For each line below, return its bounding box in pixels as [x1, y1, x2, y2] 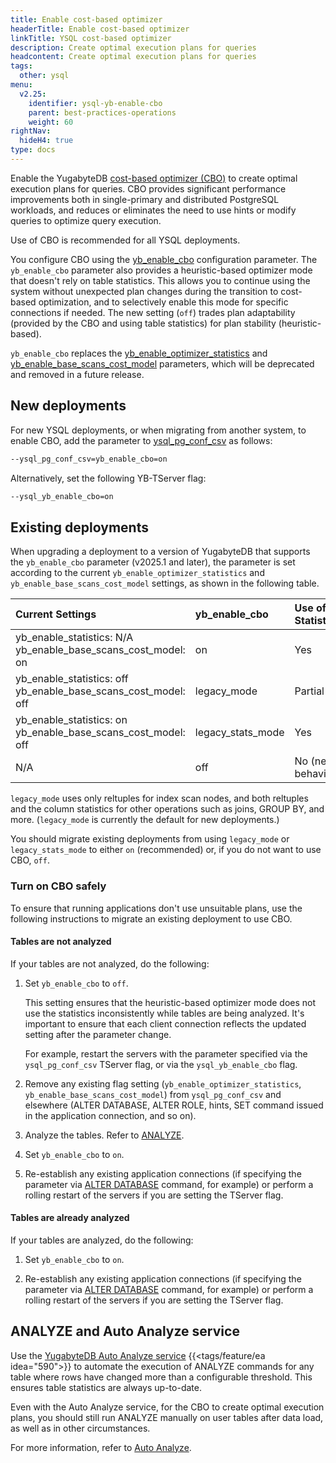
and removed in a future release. [10, 368, 145, 380]
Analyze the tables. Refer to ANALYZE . [24, 1129, 185, 1141]
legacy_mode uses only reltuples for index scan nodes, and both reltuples [10, 792, 309, 805]
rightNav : [10, 126, 52, 136]
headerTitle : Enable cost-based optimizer [10, 24, 190, 34]
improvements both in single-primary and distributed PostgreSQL [10, 193, 280, 205]
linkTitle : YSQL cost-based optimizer [10, 33, 172, 43]
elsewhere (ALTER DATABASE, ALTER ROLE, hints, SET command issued [24, 1099, 324, 1111]
